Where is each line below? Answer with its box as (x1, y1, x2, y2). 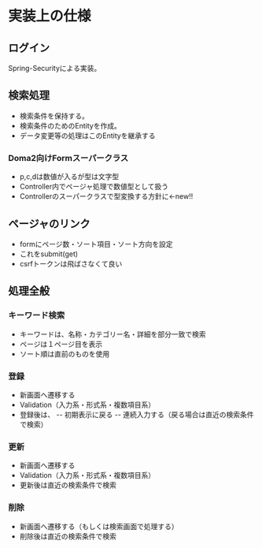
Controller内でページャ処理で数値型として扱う (19, 182, 169, 192)
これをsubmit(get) (19, 249, 79, 259)
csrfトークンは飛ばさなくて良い (19, 259, 123, 268)
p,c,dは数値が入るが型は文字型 (19, 172, 120, 181)
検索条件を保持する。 (19, 111, 89, 121)
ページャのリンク (8, 217, 90, 230)
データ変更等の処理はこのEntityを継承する (19, 131, 156, 140)
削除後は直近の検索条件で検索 (19, 531, 116, 541)
